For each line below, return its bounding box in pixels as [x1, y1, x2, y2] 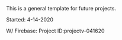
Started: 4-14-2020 [6, 16, 54, 23]
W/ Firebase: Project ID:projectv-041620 [6, 27, 105, 34]
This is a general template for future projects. [6, 5, 117, 12]
